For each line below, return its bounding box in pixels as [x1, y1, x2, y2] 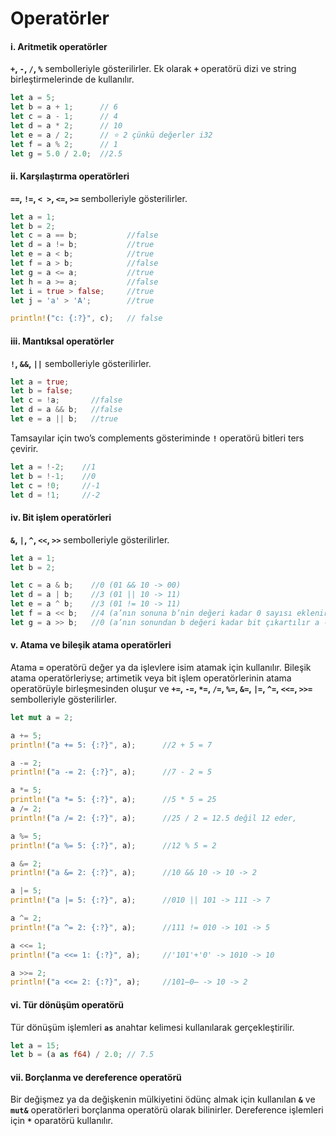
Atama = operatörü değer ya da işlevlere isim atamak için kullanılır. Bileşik [10, 661, 312, 673]
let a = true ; [10, 377, 70, 387]
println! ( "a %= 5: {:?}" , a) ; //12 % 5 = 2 [10, 840, 217, 851]
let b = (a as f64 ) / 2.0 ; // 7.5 [10, 1050, 155, 1060]
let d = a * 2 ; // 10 [10, 121, 123, 131]
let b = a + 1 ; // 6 [10, 102, 118, 112]
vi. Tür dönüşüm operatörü [10, 998, 124, 1011]
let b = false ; [10, 386, 74, 396]
